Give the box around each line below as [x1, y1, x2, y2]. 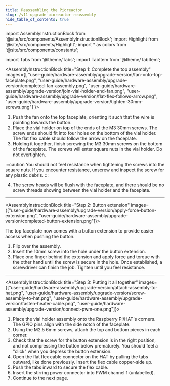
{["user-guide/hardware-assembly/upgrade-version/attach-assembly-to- [5, 285, 158, 291]
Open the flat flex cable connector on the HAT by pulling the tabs [12, 354, 148, 360]
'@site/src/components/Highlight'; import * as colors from [5, 42, 126, 48]
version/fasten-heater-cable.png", [5, 301, 77, 307]
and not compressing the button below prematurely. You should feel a [12, 343, 158, 349]
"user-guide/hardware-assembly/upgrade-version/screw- [25, 290, 146, 296]
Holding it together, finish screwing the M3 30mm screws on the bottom [12, 141, 163, 147]
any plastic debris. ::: [5, 172, 49, 178]
